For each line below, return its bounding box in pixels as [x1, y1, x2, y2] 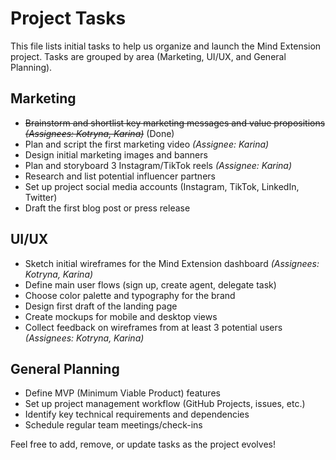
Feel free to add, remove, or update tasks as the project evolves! [10, 438, 276, 451]
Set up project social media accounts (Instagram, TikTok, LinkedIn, [24, 180, 300, 192]
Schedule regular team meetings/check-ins [24, 419, 203, 431]
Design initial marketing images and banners [24, 148, 208, 161]
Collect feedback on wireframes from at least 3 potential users [24, 321, 283, 333]
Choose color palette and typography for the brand [24, 289, 236, 301]
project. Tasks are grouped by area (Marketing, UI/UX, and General [10, 50, 287, 62]
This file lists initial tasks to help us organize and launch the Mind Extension [10, 40, 322, 52]
